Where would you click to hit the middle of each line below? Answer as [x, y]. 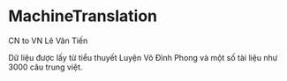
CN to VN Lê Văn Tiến [48, 40]
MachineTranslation [83, 16]
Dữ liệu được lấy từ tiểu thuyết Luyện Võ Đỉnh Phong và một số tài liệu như [143, 57]
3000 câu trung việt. [45, 67]
